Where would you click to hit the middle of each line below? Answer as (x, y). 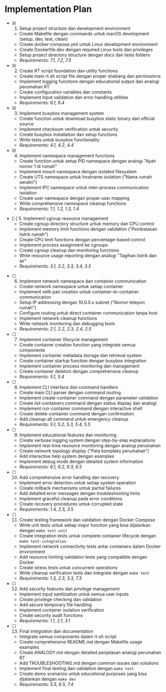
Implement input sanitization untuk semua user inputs (74, 594)
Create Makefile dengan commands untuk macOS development (84, 33)
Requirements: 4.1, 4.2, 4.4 (46, 145)
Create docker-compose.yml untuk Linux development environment (88, 44)
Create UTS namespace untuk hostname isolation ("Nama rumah (85, 177)
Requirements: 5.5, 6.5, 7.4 (46, 684)
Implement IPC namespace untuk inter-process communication (84, 187)
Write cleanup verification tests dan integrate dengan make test (84, 573)
